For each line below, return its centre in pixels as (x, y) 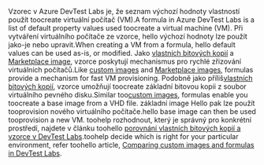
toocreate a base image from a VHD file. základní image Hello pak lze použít (132, 103)
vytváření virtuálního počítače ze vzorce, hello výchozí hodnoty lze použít (128, 36)
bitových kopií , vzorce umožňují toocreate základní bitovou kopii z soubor (127, 86)
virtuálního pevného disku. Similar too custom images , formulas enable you (128, 95)
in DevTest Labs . (35, 153)
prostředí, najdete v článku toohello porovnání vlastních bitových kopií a (125, 128)
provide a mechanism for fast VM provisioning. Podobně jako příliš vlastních (131, 78)
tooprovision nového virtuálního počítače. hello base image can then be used (132, 112)
